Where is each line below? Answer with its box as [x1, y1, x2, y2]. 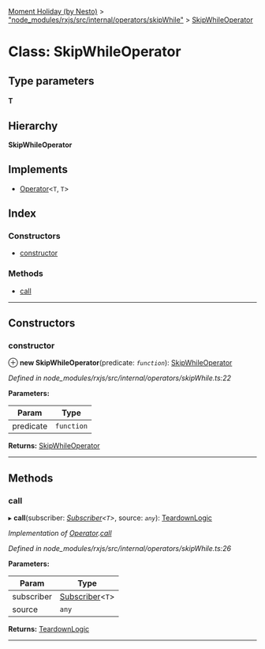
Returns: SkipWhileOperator [8, 441, 100, 451]
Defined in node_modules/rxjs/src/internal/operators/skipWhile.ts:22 [8, 373, 231, 383]
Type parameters [8, 74, 95, 88]
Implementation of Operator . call [8, 529, 112, 538]
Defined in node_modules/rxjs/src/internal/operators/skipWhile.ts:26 [8, 544, 231, 553]
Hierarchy [8, 119, 58, 133]
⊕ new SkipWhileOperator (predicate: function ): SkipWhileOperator [8, 358, 233, 368]
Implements [8, 163, 69, 176]
